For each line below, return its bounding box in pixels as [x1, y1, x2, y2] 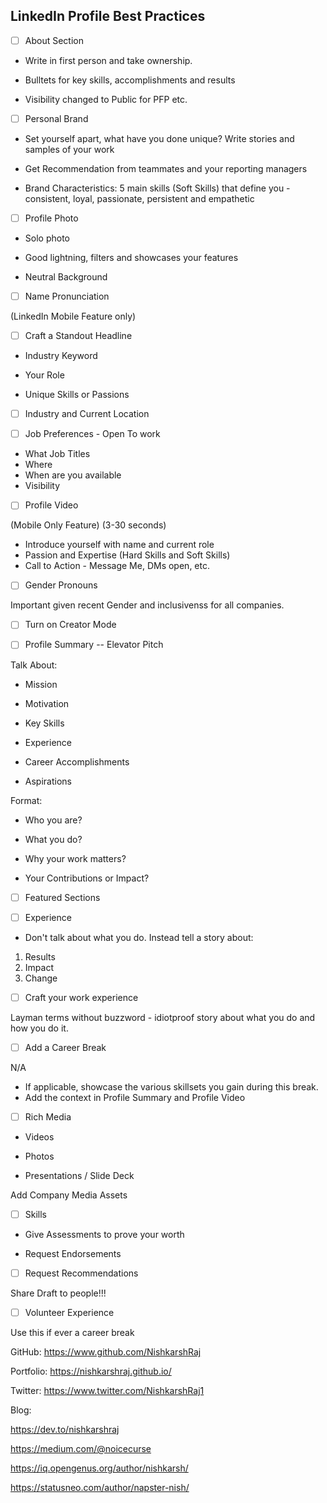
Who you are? [24, 814, 83, 826]
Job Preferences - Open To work [24, 428, 161, 440]
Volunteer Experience [24, 1306, 115, 1318]
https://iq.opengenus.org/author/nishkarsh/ [10, 1462, 189, 1474]
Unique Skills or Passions [24, 389, 130, 401]
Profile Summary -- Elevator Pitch [24, 639, 164, 651]
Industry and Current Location [24, 408, 150, 420]
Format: [10, 794, 43, 806]
